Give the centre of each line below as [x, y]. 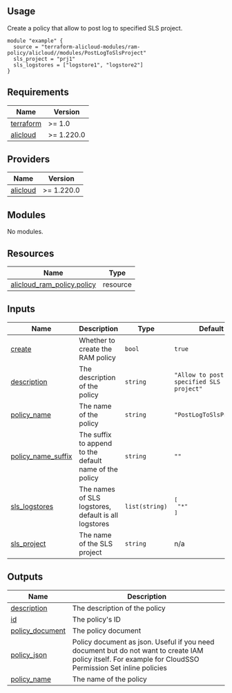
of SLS [90, 498]
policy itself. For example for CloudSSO [136, 659]
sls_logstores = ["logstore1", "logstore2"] [78, 65]
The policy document [107, 631]
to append [96, 443]
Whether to [97, 340]
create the [96, 349]
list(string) [146, 506]
